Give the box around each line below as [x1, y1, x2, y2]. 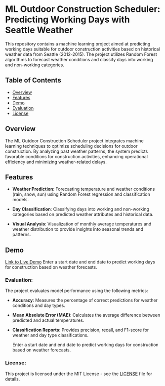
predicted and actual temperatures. [12, 317, 84, 323]
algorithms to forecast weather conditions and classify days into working [5, 56, 153, 62]
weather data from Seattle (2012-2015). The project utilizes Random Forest [5, 51, 157, 57]
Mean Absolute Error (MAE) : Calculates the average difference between [12, 312, 161, 318]
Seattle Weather [5, 25, 73, 36]
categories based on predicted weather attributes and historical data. [12, 212, 154, 217]
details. [5, 376, 20, 382]
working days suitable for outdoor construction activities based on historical [5, 46, 160, 52]
